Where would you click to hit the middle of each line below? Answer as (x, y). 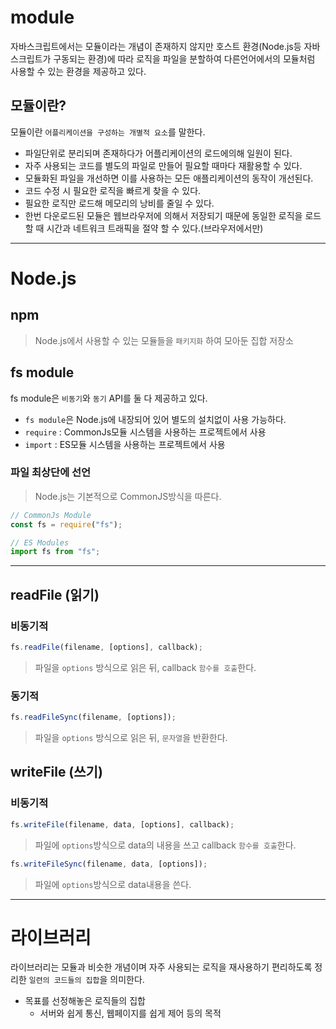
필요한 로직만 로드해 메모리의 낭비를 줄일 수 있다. (119, 203)
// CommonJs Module (51, 515)
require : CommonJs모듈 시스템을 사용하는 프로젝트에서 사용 (145, 432)
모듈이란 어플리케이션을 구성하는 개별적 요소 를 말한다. (108, 132)
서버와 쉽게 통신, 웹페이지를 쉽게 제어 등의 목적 (130, 1013)
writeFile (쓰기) (56, 772)
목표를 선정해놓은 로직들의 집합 (85, 1001)
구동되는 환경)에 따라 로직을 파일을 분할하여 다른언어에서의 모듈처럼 (184, 58)
